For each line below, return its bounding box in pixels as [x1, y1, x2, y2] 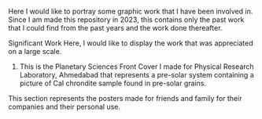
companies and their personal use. [8, 102, 120, 111]
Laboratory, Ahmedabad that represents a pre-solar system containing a [19, 70, 254, 79]
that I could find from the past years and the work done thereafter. [8, 23, 223, 32]
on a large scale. [8, 47, 62, 56]
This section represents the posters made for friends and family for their [8, 94, 242, 103]
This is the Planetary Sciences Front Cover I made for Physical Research [19, 62, 254, 71]
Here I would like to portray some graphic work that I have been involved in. [8, 7, 253, 16]
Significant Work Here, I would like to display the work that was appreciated [8, 38, 253, 48]
